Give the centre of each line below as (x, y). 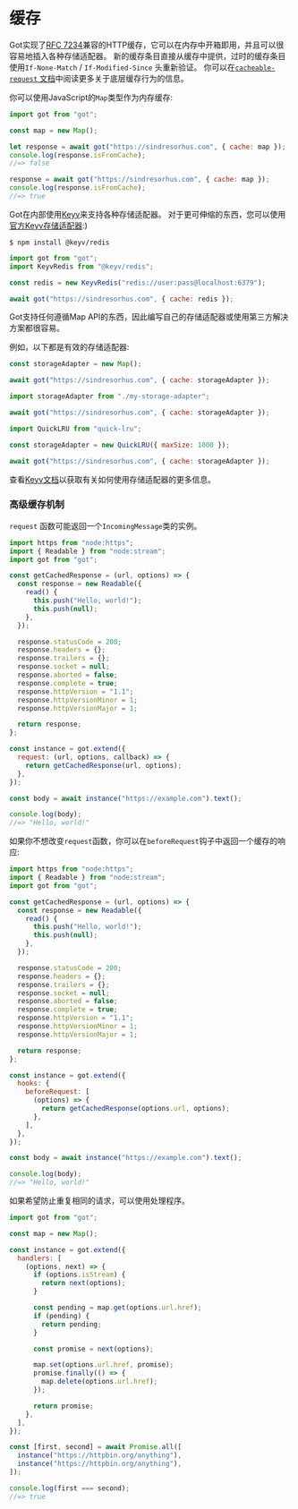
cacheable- (255, 68)
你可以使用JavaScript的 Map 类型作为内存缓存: (91, 97)
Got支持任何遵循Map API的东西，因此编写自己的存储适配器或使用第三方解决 (149, 317)
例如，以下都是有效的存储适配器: (69, 347)
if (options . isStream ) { (79, 1275)
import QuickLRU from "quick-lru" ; (76, 429)
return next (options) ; (84, 1283)
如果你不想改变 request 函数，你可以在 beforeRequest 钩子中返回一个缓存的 (144, 841)
